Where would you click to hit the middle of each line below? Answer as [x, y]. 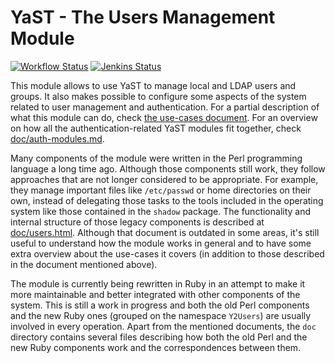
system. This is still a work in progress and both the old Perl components [160, 305]
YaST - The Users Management [143, 17]
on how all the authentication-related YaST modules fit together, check [156, 128]
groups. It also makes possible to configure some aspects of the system [158, 96]
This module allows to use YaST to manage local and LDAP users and [153, 85]
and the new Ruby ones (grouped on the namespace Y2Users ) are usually [161, 315]
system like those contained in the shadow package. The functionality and [161, 211]
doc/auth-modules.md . [57, 138]
